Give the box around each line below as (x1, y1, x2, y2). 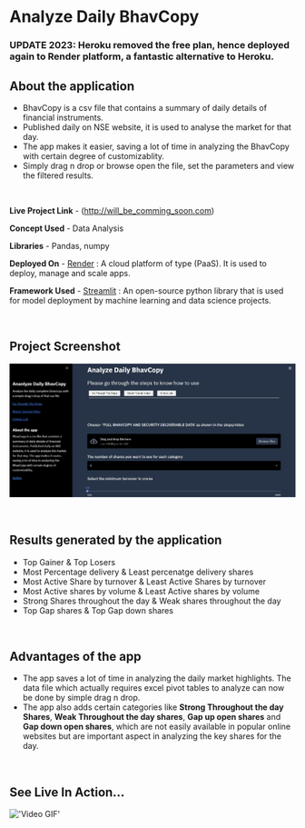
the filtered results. (22, 170, 93, 181)
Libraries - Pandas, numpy (9, 240, 111, 251)
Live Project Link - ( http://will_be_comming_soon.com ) (9, 205, 215, 215)
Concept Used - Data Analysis (9, 223, 124, 234)
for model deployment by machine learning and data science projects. (9, 294, 272, 305)
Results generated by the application (9, 533, 222, 548)
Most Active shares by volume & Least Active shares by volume (22, 585, 261, 596)
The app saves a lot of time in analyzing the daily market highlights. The (22, 673, 292, 683)
